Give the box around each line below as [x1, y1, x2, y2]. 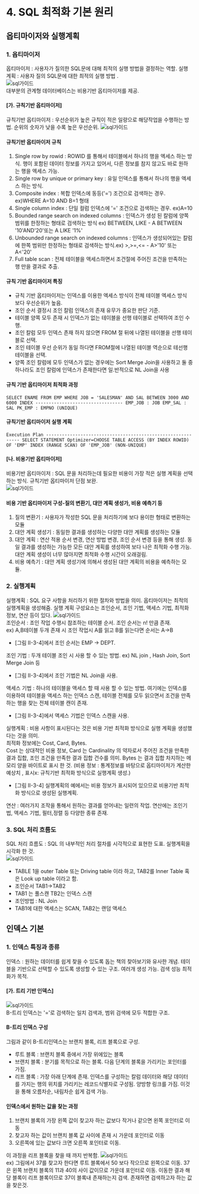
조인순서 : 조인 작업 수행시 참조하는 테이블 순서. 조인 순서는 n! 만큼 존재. [6, 619, 172, 626]
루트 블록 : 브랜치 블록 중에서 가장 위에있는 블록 [14, 1050, 124, 1058]
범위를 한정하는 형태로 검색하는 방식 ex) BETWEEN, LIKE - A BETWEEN [14, 219, 182, 226]
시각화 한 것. [6, 848, 35, 855]
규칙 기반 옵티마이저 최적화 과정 [6, 381, 78, 388]
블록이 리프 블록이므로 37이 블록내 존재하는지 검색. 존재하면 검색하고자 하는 [12, 1174, 187, 1182]
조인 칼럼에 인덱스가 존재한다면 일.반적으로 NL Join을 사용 [35, 366, 170, 373]
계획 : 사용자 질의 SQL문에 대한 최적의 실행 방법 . [6, 72, 118, 79]
